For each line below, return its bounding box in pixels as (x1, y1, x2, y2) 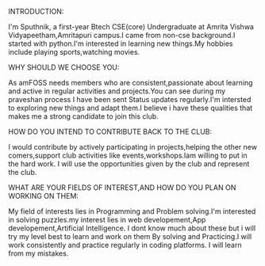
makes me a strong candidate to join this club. (8, 112, 159, 121)
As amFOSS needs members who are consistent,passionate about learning (8, 78, 253, 87)
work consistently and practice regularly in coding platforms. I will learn (8, 241, 242, 249)
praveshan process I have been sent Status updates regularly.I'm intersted (8, 95, 252, 104)
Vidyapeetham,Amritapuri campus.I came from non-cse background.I (8, 31, 236, 40)
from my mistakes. (8, 249, 69, 258)
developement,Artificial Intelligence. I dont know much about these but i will (8, 223, 256, 233)
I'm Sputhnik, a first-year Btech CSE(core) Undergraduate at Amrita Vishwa (8, 22, 254, 31)
